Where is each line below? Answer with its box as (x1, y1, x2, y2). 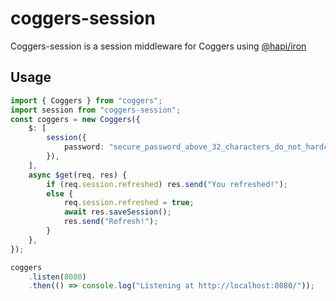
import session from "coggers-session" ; (10, 105, 182, 115)
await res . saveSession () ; (63, 207, 172, 217)
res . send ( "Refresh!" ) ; (63, 217, 159, 227)
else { (46, 188, 74, 199)
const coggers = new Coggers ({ (10, 114, 141, 124)
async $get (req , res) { (28, 170, 128, 180)
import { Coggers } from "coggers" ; (10, 95, 163, 106)
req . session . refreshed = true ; (63, 198, 195, 208)
